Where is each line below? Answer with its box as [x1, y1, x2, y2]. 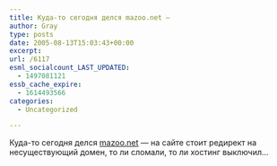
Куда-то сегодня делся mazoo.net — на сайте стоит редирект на [9, 137, 257, 148]
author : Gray [9, 22, 58, 31]
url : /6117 [9, 55, 50, 64]
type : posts [9, 30, 54, 39]
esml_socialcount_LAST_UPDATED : [9, 64, 130, 73]
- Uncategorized [17, 105, 78, 114]
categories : [9, 96, 54, 106]
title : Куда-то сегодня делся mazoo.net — [9, 13, 170, 22]
